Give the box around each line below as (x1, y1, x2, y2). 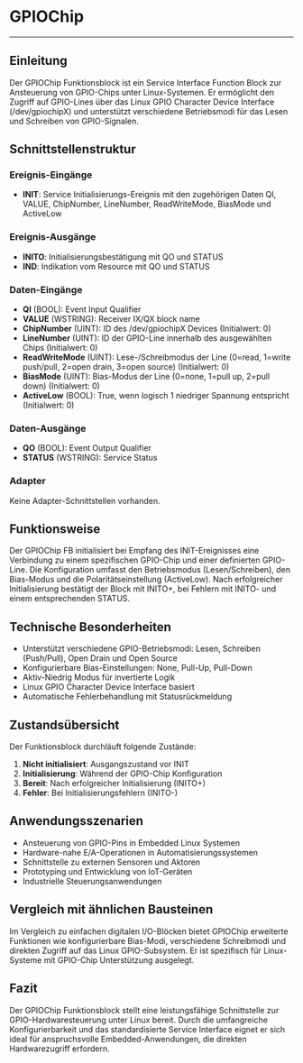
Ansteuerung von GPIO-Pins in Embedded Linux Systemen (22, 837, 241, 848)
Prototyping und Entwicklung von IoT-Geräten (22, 866, 193, 876)
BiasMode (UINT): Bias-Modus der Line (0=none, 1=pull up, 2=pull (22, 371, 271, 382)
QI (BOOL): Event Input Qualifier (22, 304, 142, 315)
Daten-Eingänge (9, 283, 83, 296)
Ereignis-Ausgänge (9, 231, 96, 243)
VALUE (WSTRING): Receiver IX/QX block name (22, 314, 200, 325)
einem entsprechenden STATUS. (9, 593, 131, 604)
